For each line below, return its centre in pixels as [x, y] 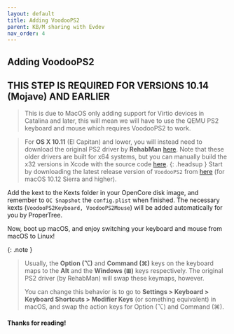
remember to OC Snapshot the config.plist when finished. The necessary [113, 200]
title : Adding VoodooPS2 [43, 20]
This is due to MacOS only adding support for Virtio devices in [114, 114]
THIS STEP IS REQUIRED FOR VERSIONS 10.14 [108, 86]
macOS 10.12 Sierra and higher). [70, 179]
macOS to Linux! [31, 236]
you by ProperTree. [35, 215]
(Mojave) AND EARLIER [58, 96]
